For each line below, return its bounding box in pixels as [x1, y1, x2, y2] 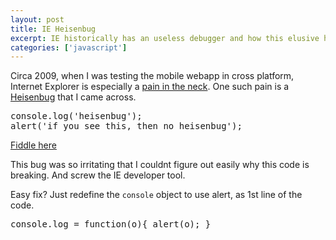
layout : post [10, 14, 65, 25]
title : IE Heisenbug [10, 24, 97, 34]
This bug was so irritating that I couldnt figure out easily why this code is [10, 159, 310, 171]
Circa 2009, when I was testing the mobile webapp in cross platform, [10, 70, 295, 82]
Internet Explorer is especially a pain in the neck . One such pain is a [10, 81, 290, 93]
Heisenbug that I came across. [10, 91, 137, 103]
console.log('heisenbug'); [10, 111, 143, 122]
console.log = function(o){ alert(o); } [10, 219, 212, 230]
